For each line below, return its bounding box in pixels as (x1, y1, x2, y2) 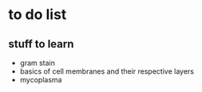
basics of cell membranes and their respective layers (19, 67, 194, 76)
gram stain (19, 58, 56, 67)
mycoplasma (19, 75, 62, 84)
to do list (8, 6, 67, 24)
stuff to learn (8, 37, 74, 51)
